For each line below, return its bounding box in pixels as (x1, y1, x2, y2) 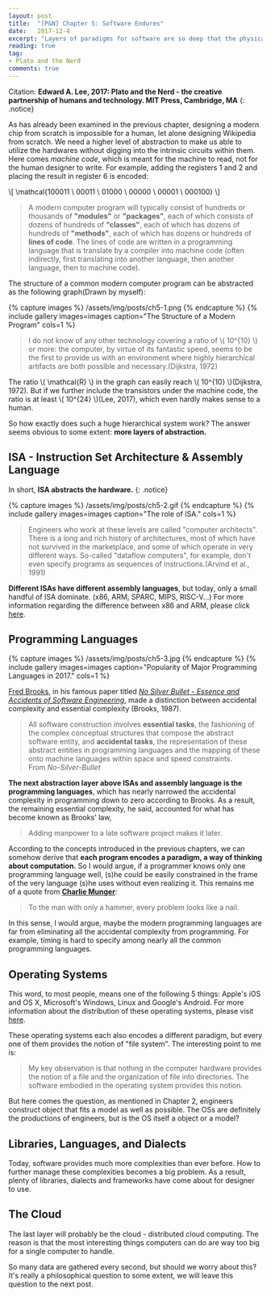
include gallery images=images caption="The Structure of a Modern (8, 311, 236, 320)
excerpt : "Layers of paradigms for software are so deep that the (8, 34, 236, 43)
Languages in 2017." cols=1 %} (8, 671, 110, 680)
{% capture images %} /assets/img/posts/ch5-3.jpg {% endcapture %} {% (8, 654, 256, 663)
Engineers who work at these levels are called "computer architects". (27, 524, 258, 534)
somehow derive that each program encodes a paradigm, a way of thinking (8, 853, 263, 863)
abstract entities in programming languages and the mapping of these (27, 745, 261, 755)
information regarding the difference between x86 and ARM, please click (8, 600, 250, 610)
